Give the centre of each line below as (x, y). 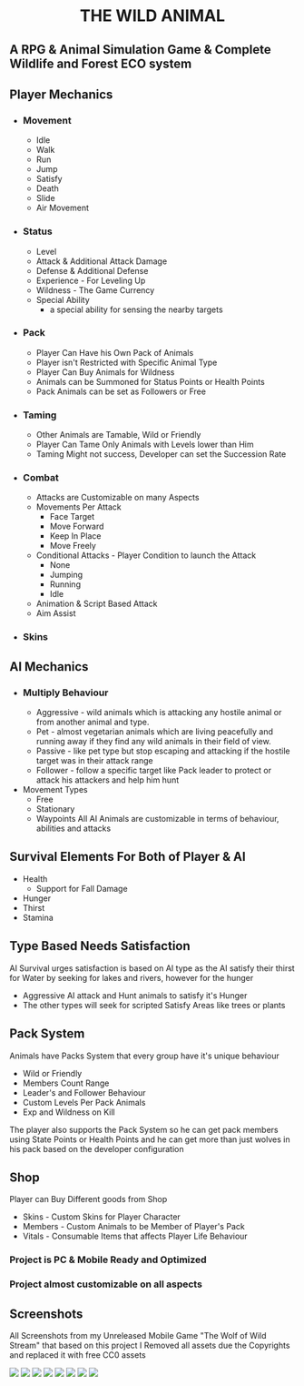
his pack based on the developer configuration (97, 1148)
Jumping (66, 575)
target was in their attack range (94, 761)
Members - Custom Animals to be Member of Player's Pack (133, 1227)
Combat (40, 478)
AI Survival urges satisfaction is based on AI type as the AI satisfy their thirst (152, 968)
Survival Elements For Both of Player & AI (128, 857)
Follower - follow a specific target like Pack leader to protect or (154, 771)
